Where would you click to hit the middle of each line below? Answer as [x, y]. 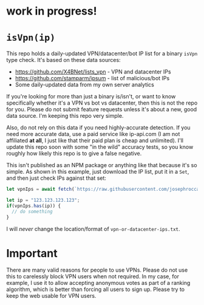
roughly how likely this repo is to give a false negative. [74, 154]
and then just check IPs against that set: [56, 178]
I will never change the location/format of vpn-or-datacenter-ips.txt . [93, 228]
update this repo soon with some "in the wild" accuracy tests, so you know [100, 147]
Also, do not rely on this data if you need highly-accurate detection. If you [98, 128]
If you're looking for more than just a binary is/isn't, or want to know [91, 97]
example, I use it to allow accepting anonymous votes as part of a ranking [98, 283]
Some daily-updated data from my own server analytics [85, 85]
